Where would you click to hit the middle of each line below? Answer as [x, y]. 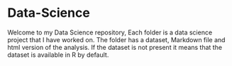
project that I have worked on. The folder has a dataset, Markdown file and [116, 39]
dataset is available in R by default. [58, 55]
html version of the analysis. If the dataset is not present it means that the [115, 47]
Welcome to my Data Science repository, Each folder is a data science [110, 32]
